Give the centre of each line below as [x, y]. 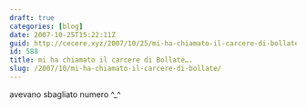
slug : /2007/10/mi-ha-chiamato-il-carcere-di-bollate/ [116, 69]
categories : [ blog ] [46, 26]
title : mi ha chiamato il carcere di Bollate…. [102, 60]
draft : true [32, 18]
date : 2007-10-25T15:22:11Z [63, 35]
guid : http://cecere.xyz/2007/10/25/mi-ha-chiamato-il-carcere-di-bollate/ [156, 43]
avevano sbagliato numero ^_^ [65, 94]
